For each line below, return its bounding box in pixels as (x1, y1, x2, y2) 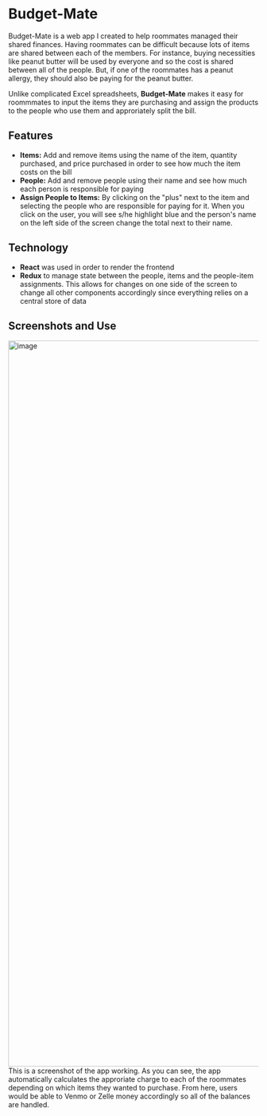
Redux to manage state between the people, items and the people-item (19, 270, 254, 280)
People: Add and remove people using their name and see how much (19, 175, 247, 185)
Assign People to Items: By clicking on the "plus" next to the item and (19, 192, 250, 202)
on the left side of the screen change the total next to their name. (19, 218, 233, 227)
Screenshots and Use (8, 319, 117, 332)
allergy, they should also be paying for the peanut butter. (8, 73, 194, 83)
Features (8, 129, 53, 143)
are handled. (8, 1100, 50, 1110)
